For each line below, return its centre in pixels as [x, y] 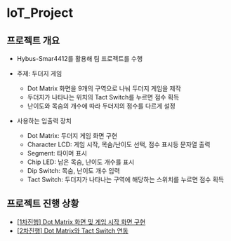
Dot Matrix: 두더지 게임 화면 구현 [72, 136]
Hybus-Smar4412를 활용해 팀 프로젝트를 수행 [80, 58]
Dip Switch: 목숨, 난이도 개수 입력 [73, 171]
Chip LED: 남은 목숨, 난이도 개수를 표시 [81, 162]
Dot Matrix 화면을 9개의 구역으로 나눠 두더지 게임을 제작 [104, 88]
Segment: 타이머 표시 [57, 153]
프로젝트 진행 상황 [43, 204]
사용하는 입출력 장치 [44, 121]
